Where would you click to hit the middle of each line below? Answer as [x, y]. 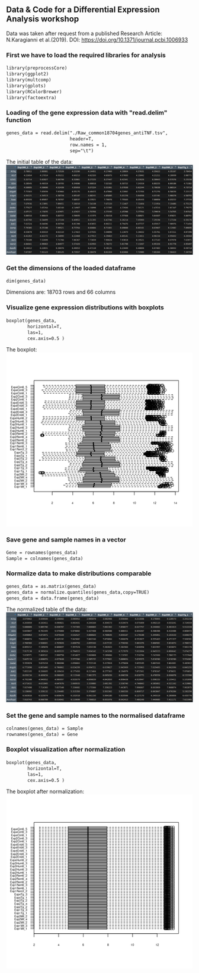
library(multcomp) [29, 80]
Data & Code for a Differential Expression [83, 10]
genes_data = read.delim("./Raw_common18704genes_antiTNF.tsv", [87, 133]
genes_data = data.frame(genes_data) [53, 598]
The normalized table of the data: [47, 609]
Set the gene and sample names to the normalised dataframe [96, 716]
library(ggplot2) [28, 74]
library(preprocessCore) [37, 68]
